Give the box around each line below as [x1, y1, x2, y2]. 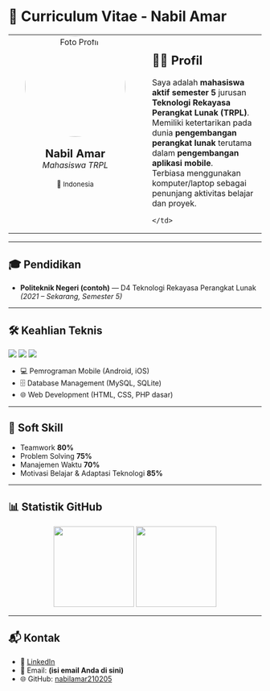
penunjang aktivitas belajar [152, 188, 254, 199]
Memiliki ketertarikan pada [152, 117, 252, 128]
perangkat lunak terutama [152, 137, 252, 148]
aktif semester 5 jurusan [152, 87, 247, 98]
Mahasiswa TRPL [42, 159, 108, 170]
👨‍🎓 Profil [152, 52, 203, 68]
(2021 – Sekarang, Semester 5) [19, 292, 123, 302]
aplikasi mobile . [152, 157, 214, 169]
